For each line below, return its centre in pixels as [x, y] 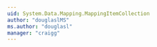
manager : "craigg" [34, 33]
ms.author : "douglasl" [40, 26]
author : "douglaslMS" [38, 20]
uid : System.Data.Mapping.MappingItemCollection [78, 13]
